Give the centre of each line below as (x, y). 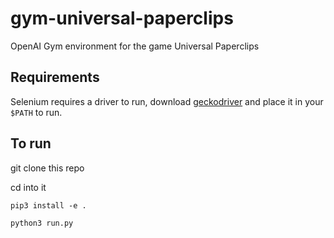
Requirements (55, 77)
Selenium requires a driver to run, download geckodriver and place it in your (167, 101)
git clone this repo (47, 168)
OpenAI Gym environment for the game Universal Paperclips (135, 46)
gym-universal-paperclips (122, 18)
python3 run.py (42, 223)
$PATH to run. (36, 112)
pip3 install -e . (48, 205)
